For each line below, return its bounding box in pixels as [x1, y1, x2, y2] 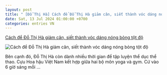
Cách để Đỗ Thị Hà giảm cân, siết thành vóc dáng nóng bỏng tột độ [5, 35, 144, 40]
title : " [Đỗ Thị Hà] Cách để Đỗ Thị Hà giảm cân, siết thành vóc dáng [5, 12, 157, 17]
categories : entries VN [5, 21, 55, 26]
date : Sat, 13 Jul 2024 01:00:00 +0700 [5, 16, 88, 21]
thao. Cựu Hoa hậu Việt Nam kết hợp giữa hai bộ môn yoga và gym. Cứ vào [5, 59, 159, 65]
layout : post [5, 7, 32, 12]
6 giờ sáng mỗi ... [5, 64, 41, 70]
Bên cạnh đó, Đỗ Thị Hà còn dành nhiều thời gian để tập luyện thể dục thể [5, 54, 157, 60]
